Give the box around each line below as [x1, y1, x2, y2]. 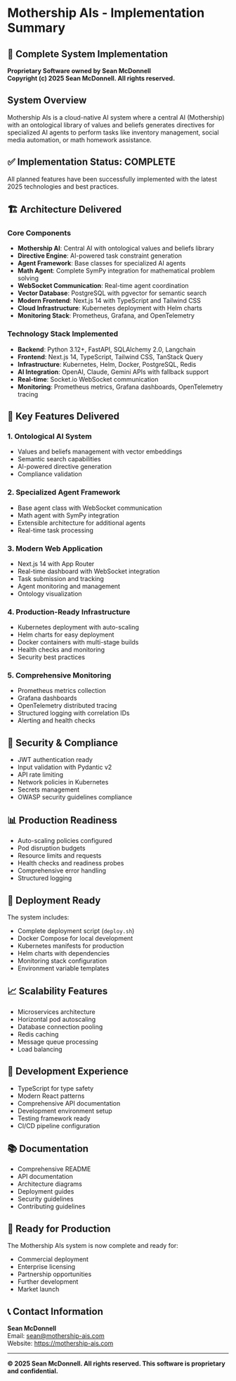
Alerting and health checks [17, 716, 96, 725]
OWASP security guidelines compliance [17, 793, 133, 801]
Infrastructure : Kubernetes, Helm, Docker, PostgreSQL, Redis [17, 360, 197, 368]
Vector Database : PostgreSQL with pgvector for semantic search [17, 289, 207, 297]
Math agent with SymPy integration [17, 511, 119, 519]
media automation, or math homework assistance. [7, 135, 152, 144]
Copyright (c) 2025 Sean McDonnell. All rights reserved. [7, 74, 176, 82]
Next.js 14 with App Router [17, 559, 95, 568]
